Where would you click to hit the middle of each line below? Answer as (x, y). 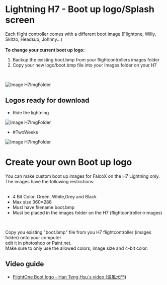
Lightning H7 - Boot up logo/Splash (80, 9)
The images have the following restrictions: (50, 181)
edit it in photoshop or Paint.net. (38, 243)
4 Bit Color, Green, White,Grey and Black (55, 196)
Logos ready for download (47, 100)
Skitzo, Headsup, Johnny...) (34, 39)
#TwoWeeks (25, 132)
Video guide (25, 264)
